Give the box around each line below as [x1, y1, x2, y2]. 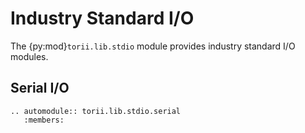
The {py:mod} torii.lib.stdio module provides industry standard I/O [10, 40, 296, 52]
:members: [23, 115, 65, 125]
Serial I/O [10, 80, 70, 97]
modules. [10, 50, 49, 62]
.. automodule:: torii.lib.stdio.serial [10, 106, 182, 116]
